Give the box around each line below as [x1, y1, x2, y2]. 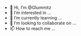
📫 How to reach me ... [9, 26, 55, 31]
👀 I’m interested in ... [9, 10, 52, 16]
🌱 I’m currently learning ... [9, 15, 62, 20]
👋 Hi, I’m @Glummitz [9, 5, 52, 10]
